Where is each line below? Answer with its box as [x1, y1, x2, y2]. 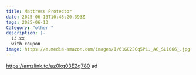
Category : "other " [6, 24, 54, 31]
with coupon [11, 41, 41, 47]
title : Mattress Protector [6, 8, 72, 15]
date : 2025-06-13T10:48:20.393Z [6, 14, 85, 20]
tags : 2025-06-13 [6, 19, 49, 25]
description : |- [6, 30, 46, 36]
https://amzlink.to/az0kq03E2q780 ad [6, 62, 98, 69]
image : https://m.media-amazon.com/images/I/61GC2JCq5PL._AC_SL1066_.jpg [6, 47, 191, 52]
